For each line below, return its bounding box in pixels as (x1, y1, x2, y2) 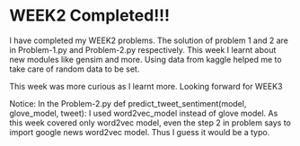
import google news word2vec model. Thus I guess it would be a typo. (9, 126, 270, 137)
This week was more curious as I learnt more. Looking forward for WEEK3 (9, 81, 283, 91)
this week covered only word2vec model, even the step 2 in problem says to (9, 117, 292, 128)
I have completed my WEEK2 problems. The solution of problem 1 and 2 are (9, 35, 289, 46)
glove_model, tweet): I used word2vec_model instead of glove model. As (9, 107, 278, 118)
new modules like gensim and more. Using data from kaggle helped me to (9, 54, 282, 64)
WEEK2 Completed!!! (9, 5, 171, 26)
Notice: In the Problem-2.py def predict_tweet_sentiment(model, (9, 98, 247, 108)
